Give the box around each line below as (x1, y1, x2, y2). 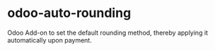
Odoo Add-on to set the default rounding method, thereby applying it (7, 28, 209, 37)
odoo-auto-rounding (7, 5, 132, 21)
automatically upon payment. (7, 35, 92, 44)
